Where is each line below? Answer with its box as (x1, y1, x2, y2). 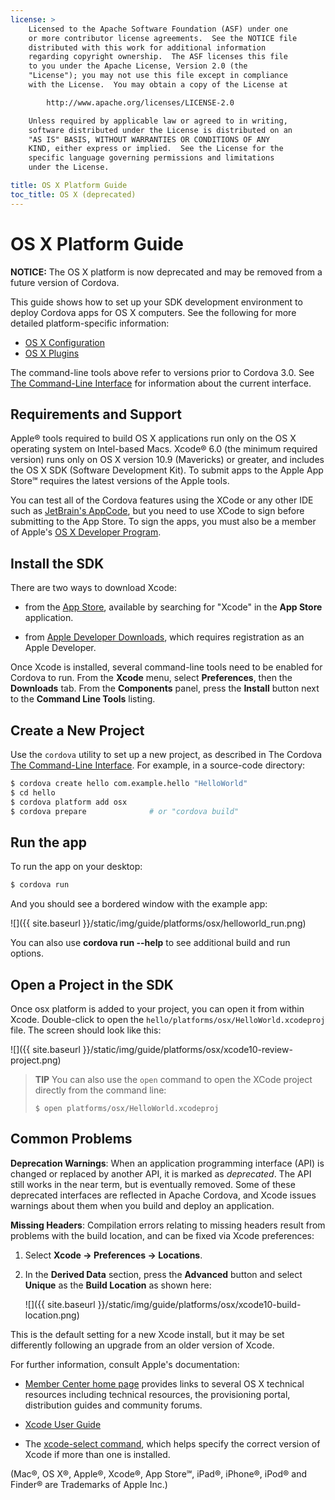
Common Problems (10, 1131, 133, 1148)
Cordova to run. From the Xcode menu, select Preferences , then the (10, 672, 293, 684)
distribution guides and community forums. (24, 1399, 203, 1411)
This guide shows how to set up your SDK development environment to (10, 296, 303, 308)
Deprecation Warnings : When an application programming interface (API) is (10, 1157, 325, 1169)
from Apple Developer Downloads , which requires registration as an (24, 631, 305, 643)
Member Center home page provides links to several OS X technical (24, 1377, 305, 1390)
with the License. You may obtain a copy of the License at (28, 80, 288, 90)
